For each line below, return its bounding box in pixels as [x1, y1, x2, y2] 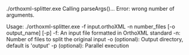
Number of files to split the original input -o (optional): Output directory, [6, 36, 184, 42]
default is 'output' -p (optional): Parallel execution [6, 42, 129, 49]
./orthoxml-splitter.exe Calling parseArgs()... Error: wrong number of [6, 5, 175, 12]
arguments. [6, 11, 35, 19]
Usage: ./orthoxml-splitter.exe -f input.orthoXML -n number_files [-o [6, 23, 176, 30]
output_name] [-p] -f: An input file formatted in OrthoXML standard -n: [6, 29, 181, 36]
